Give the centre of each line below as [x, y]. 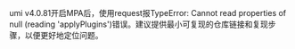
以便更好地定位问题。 [64, 35]
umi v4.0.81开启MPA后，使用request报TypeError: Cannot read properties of [148, 13]
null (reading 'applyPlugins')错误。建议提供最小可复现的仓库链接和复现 [139, 24]
